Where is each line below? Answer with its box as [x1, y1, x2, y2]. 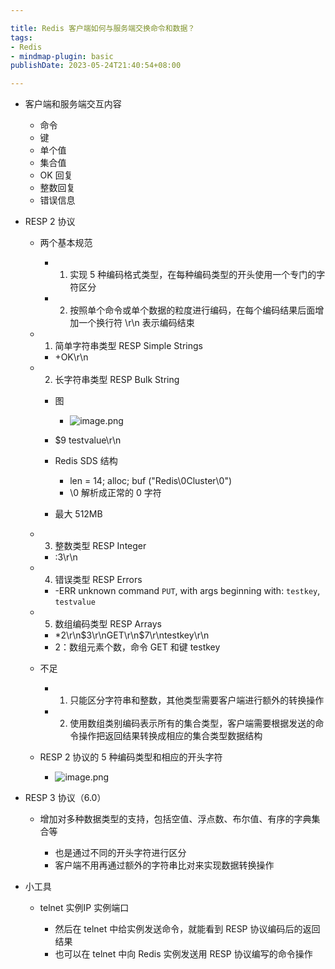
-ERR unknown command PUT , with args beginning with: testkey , [54, 585, 321, 597]
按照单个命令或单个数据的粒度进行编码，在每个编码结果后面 [69, 304, 316, 316]
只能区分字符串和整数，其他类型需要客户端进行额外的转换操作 [69, 694, 325, 706]
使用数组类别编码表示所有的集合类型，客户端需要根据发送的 [69, 717, 316, 730]
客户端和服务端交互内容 [24, 98, 122, 110]
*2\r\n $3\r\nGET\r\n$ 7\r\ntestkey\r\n [54, 629, 210, 641]
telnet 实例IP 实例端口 [39, 902, 130, 914]
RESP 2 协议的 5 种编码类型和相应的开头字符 [39, 751, 223, 763]
